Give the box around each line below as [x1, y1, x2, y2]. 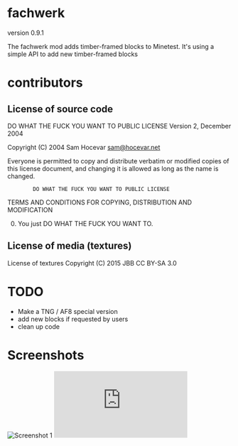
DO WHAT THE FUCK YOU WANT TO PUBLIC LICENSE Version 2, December [7, 121, 232, 130]
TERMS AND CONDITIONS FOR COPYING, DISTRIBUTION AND [7, 197, 193, 207]
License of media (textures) [7, 240, 132, 252]
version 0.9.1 [7, 28, 44, 37]
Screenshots [7, 347, 85, 363]
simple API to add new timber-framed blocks [7, 50, 139, 58]
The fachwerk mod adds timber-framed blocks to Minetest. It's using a [7, 42, 215, 50]
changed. [7, 172, 36, 180]
